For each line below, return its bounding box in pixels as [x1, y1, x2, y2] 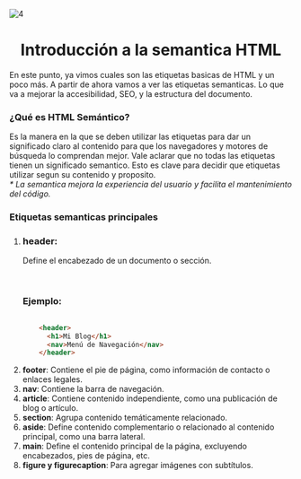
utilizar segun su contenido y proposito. [9, 170, 156, 180]
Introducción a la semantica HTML [20, 40, 282, 60]
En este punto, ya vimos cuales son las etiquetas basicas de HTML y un [9, 69, 275, 80]
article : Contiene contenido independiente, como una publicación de [22, 393, 279, 404]
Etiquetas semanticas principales [9, 211, 159, 223]
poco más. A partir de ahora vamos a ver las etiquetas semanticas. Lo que [9, 79, 285, 90]
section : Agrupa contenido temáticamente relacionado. [22, 413, 227, 423]
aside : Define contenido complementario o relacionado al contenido [22, 422, 275, 432]
